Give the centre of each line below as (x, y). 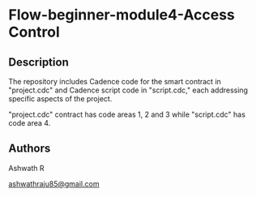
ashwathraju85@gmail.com (54, 183)
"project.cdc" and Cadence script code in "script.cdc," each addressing (128, 90)
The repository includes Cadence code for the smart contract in (115, 81)
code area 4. (30, 123)
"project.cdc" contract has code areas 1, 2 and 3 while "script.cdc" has (127, 114)
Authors (30, 149)
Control (34, 32)
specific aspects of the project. (60, 98)
